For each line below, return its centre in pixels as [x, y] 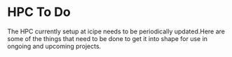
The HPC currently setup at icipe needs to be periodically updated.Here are [116, 31]
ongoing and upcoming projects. [54, 46]
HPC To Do [39, 12]
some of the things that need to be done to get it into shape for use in [108, 38]
